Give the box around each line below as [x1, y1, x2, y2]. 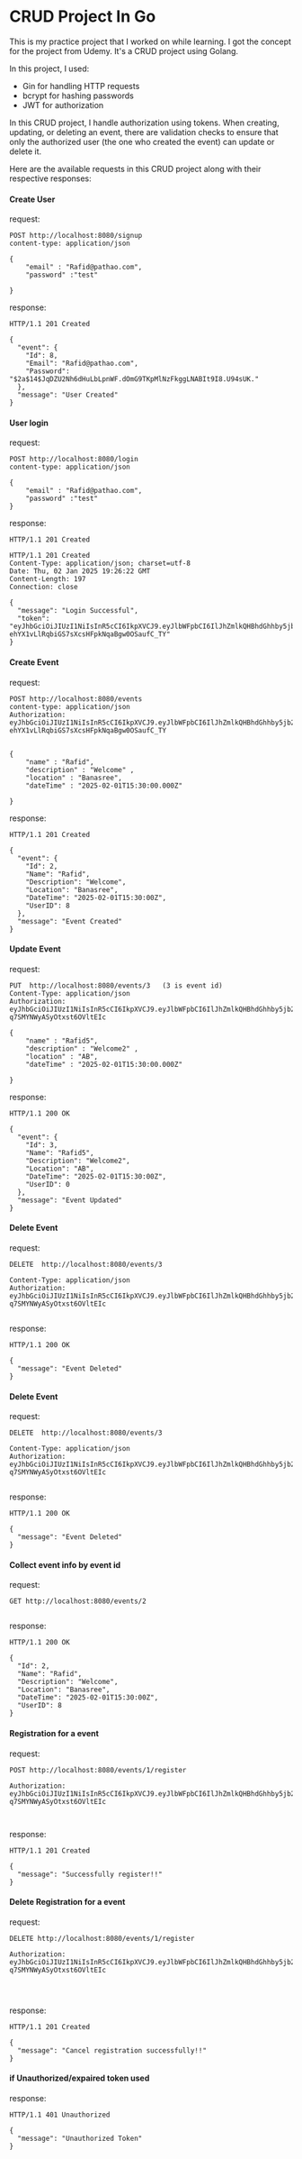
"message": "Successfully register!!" [17, 1870, 164, 1879]
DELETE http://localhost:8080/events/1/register [9, 1934, 195, 1943]
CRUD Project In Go [9, 6, 156, 27]
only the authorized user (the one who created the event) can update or [9, 136, 275, 147]
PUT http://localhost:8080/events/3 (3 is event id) [9, 980, 223, 990]
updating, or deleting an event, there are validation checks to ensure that [9, 126, 279, 137]
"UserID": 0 [25, 1180, 70, 1189]
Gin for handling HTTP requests [22, 80, 140, 91]
